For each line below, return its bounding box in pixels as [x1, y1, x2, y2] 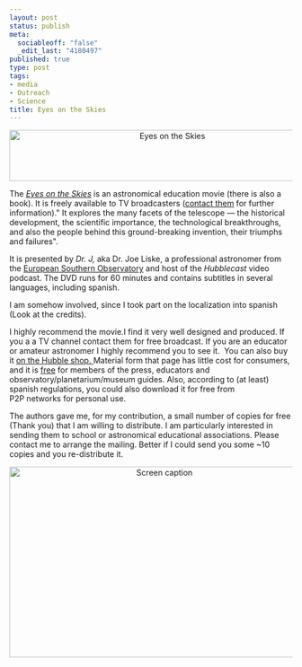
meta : [9, 30, 30, 39]
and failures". [9, 236, 58, 247]
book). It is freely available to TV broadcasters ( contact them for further [9, 198, 275, 209]
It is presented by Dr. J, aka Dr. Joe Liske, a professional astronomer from [9, 253, 281, 265]
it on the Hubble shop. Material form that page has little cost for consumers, [9, 355, 290, 366]
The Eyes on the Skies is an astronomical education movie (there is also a [9, 189, 281, 199]
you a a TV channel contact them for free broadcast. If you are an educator [9, 336, 288, 347]
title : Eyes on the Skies [9, 105, 106, 114]
